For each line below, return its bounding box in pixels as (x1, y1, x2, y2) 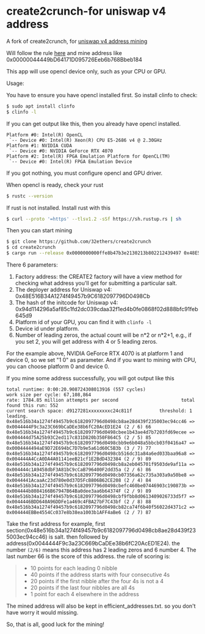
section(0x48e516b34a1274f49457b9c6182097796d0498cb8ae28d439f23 (6, 527, 196, 534)
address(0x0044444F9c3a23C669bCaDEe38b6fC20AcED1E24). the (6, 540, 180, 547)
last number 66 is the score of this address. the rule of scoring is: (6, 553, 171, 560)
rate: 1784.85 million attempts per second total (6, 397, 195, 404)
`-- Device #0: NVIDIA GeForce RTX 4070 (9, 148, 113, 154)
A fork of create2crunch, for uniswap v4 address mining (6, 37, 148, 45)
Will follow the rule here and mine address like (6, 49, 122, 56)
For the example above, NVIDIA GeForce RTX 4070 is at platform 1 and (6, 350, 184, 357)
